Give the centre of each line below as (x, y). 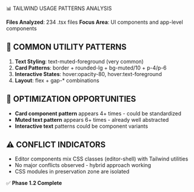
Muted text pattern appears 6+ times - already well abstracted (92, 119)
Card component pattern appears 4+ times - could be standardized (98, 113)
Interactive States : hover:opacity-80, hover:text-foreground (88, 74)
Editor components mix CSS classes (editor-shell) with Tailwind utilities (101, 159)
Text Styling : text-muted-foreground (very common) (79, 61)
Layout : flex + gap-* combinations (57, 80)
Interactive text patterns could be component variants (81, 126)
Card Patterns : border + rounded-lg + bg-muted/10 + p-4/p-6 (91, 68)
